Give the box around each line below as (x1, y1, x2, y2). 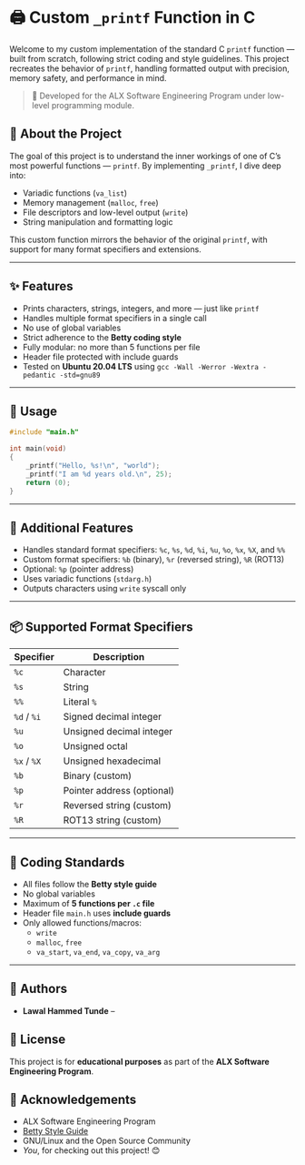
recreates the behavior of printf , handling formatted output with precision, (9, 63, 290, 74)
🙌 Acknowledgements (9, 1091, 137, 1107)
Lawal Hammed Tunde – (22, 1005, 115, 1016)
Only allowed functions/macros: (22, 917, 143, 928)
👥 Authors (9, 981, 68, 997)
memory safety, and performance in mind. (9, 72, 167, 83)
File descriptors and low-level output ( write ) (22, 207, 189, 218)
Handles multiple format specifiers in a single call (22, 312, 207, 323)
